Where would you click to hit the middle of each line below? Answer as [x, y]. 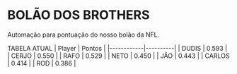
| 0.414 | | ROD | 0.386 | [42, 63]
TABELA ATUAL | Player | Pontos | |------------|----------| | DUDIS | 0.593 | [117, 48]
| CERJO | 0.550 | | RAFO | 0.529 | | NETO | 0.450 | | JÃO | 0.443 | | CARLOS [118, 56]
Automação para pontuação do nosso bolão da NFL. [83, 35]
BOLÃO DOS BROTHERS [79, 15]
